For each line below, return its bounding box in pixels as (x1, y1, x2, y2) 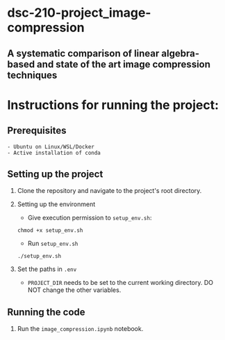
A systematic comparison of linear (7, 47, 160, 59)
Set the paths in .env (17, 265, 77, 273)
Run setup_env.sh (27, 239, 78, 248)
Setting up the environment (17, 200, 96, 208)
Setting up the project (7, 168, 103, 180)
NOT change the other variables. (27, 286, 122, 294)
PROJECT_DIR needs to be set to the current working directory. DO (27, 279, 214, 287)
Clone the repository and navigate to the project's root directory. (17, 187, 202, 195)
